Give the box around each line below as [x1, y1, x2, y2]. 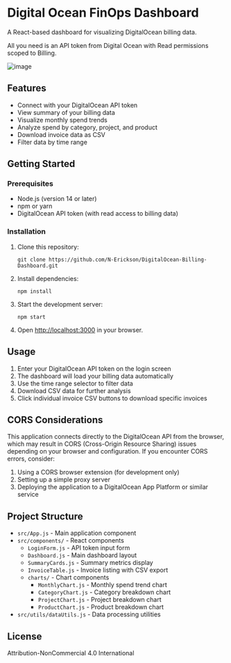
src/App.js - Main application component [17, 529, 137, 537]
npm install [17, 287, 52, 295]
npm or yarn [17, 202, 53, 210]
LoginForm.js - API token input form [27, 544, 130, 552]
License [7, 630, 42, 642]
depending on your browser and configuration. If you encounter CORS [7, 447, 208, 456]
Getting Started [7, 158, 76, 170]
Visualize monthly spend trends [17, 115, 108, 124]
